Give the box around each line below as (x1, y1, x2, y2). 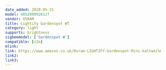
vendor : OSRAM (5, 16, 35, 21)
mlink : (5, 44, 19, 49)
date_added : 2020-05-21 (5, 7, 54, 12)
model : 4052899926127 (5, 12, 50, 17)
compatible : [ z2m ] (5, 39, 43, 44)
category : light (5, 26, 39, 31)
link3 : (5, 58, 19, 63)
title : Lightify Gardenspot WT (5, 21, 70, 26)
